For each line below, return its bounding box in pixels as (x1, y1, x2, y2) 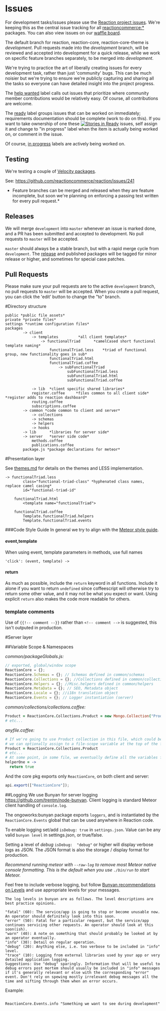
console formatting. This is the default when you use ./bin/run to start (5, 867, 150, 873)
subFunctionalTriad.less (67, 369, 119, 374)
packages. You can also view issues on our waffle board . (5, 30, 121, 36)
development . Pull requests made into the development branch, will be (5, 44, 149, 50)
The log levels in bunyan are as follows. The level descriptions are (5, 896, 154, 901)
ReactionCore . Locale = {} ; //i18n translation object (5, 691, 119, 696)
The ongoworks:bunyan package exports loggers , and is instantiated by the (5, 812, 159, 818)
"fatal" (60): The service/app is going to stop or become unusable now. (5, 909, 161, 915)
